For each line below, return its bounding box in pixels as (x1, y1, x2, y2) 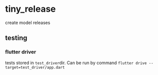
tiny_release (5, 3, 56, 15)
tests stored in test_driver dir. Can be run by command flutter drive (5, 60, 147, 66)
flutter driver (5, 49, 36, 55)
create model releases (5, 20, 51, 25)
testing (5, 34, 28, 42)
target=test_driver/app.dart (5, 65, 65, 70)
